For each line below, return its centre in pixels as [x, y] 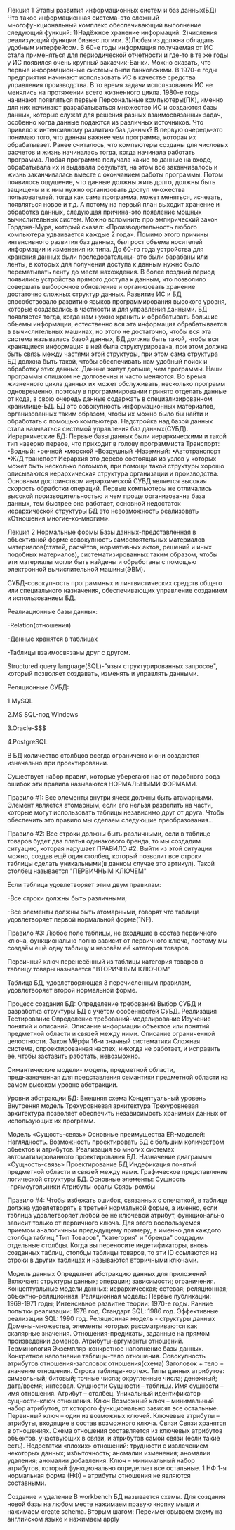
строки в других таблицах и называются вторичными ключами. [103, 1260]
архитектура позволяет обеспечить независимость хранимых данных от [117, 1113]
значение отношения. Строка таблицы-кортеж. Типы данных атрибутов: [116, 1371]
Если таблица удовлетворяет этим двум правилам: [84, 885]
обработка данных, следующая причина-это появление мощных [105, 212]
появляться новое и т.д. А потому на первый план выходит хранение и [113, 204]
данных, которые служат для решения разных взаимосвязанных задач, [115, 115]
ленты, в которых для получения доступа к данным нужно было [103, 264]
